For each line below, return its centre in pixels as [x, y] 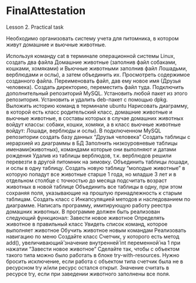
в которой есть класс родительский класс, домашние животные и [89, 112]
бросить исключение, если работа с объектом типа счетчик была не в [94, 261]
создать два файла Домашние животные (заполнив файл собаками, [91, 62]
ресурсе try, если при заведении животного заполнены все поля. [88, 274]
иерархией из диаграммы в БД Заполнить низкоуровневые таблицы [92, 143]
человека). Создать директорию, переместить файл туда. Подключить [95, 87]
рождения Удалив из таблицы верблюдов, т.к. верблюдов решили [89, 155]
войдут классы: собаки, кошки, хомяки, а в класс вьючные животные [94, 124]
